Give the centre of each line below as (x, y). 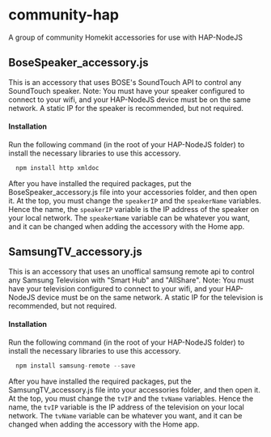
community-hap (64, 15)
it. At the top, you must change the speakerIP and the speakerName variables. (135, 201)
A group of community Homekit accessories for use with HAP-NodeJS (125, 37)
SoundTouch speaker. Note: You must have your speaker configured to (127, 91)
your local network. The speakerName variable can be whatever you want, (129, 218)
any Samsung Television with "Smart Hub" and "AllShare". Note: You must (131, 280)
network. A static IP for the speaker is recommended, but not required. (126, 108)
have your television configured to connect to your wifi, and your (116, 288)
